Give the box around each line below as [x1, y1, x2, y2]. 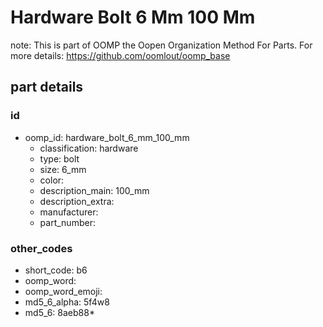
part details [10, 79, 84, 96]
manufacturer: [39, 206, 99, 218]
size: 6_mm [39, 163, 87, 175]
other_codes [10, 241, 73, 255]
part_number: [39, 216, 96, 228]
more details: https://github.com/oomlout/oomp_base [10, 49, 231, 61]
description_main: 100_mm [39, 184, 150, 196]
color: [39, 174, 65, 186]
